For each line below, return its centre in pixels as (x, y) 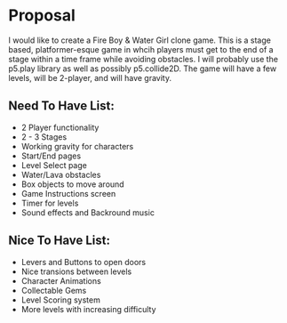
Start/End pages (51, 156)
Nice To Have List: (60, 241)
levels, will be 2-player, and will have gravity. (90, 77)
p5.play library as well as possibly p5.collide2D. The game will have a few (143, 69)
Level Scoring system (61, 300)
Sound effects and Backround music (88, 212)
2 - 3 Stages (44, 137)
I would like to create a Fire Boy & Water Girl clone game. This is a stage (140, 40)
